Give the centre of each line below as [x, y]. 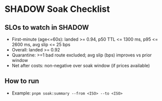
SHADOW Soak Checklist [57, 9]
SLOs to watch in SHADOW [47, 27]
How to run [22, 81]
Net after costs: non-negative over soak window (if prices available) [81, 66]
